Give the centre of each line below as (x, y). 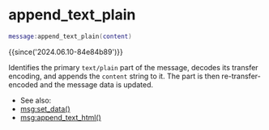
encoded (23, 84)
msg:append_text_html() (60, 117)
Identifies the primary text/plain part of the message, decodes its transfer (133, 67)
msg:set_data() (45, 109)
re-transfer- (241, 76)
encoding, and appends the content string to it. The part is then (114, 76)
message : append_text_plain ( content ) (70, 36)
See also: (36, 100)
